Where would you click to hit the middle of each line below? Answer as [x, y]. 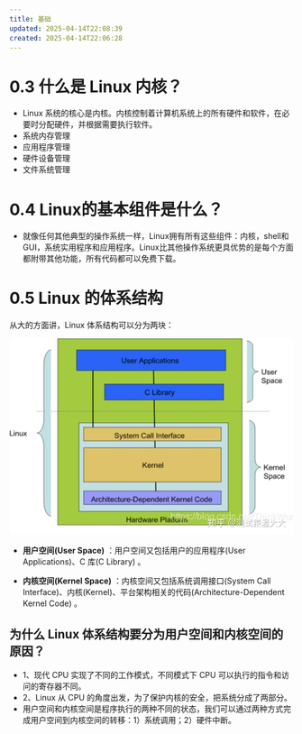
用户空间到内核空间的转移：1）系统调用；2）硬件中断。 [133, 720]
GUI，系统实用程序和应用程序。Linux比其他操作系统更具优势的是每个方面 [158, 247]
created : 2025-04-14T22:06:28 [66, 38]
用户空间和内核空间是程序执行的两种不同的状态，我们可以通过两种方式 [153, 709]
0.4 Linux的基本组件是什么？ [116, 210]
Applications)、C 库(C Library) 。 [84, 562]
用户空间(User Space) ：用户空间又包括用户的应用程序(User [134, 551]
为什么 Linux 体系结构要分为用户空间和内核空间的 [146, 634]
